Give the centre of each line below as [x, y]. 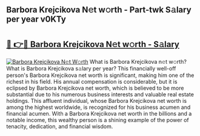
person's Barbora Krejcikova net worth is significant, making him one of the [100, 75]
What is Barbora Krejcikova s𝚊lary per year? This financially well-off [91, 68]
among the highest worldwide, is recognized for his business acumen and [98, 107]
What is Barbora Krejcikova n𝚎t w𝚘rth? [138, 62]
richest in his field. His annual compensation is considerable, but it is [92, 82]
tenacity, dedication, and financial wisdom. [60, 126]
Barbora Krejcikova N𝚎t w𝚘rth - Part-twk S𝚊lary [99, 10]
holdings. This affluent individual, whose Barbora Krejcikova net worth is [96, 101]
